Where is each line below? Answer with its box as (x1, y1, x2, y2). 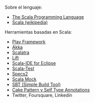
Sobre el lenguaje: (5, 5, 42, 10)
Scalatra (12, 50, 30, 55)
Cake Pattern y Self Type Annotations (12, 87, 90, 92)
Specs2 (12, 71, 28, 77)
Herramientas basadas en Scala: (5, 29, 72, 35)
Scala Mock (12, 76, 37, 82)
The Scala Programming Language (12, 14, 84, 20)
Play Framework (12, 39, 46, 45)
